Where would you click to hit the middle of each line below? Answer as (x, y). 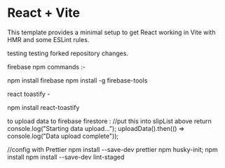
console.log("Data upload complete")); (63, 136)
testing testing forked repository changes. (68, 53)
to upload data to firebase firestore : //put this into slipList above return (110, 121)
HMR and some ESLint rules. (48, 39)
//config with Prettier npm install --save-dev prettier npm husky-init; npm (113, 149)
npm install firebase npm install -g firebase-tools (77, 80)
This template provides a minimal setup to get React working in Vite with (111, 32)
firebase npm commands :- (47, 66)
